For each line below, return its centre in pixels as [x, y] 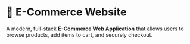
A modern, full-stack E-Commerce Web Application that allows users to [95, 29]
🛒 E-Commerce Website [66, 12]
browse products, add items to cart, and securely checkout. [80, 34]
